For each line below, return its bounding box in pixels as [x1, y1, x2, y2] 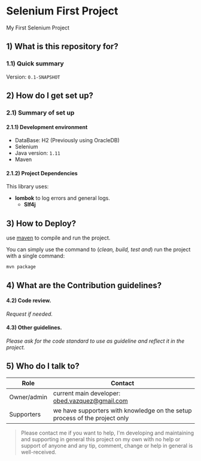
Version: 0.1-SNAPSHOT [6, 73, 60, 80]
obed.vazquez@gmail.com [53, 396, 129, 405]
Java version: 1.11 [14, 149, 61, 157]
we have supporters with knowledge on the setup [53, 406, 192, 415]
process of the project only [53, 414, 129, 422]
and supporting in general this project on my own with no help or [20, 435, 181, 442]
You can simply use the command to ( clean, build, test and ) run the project [6, 246, 191, 253]
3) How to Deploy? [6, 218, 77, 229]
